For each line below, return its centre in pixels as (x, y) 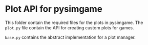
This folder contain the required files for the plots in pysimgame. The (74, 22)
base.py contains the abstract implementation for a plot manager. (70, 37)
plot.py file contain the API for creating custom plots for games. (70, 27)
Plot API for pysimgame (54, 9)
